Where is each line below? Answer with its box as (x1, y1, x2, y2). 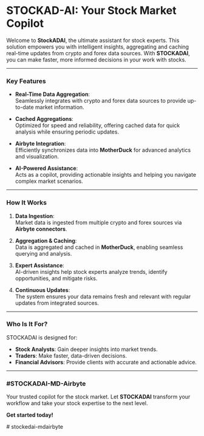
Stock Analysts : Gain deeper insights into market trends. (15, 346, 158, 353)
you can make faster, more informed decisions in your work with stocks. (6, 56, 186, 63)
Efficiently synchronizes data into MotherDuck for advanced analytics (15, 146, 191, 154)
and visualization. (15, 153, 59, 160)
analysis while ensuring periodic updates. (15, 128, 120, 135)
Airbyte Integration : (15, 140, 66, 148)
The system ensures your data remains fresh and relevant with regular (15, 293, 191, 300)
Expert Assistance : (15, 262, 65, 269)
